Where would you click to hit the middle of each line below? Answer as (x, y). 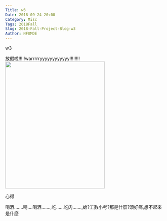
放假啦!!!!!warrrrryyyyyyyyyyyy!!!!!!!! (43, 58)
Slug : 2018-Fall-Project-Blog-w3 (40, 29)
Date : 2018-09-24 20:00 (30, 15)
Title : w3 (16, 10)
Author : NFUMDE (21, 34)
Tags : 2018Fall (21, 24)
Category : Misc (21, 19)
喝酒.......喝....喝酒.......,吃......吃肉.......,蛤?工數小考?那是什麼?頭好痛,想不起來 (83, 207)
